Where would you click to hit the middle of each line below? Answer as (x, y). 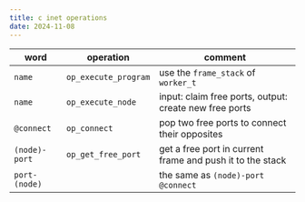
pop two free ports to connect (222, 122)
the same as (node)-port (212, 175)
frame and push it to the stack (222, 160)
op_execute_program (108, 77)
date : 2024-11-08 (42, 26)
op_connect (90, 128)
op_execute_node (102, 102)
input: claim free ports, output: (223, 96)
